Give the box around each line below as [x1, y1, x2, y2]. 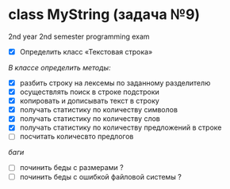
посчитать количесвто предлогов [19, 132, 134, 142]
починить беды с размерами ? [19, 163, 125, 172]
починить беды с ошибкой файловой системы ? [19, 172, 182, 181]
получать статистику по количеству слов [19, 114, 160, 123]
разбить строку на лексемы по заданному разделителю [19, 78, 211, 88]
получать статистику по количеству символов [19, 105, 178, 115]
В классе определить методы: [8, 63, 111, 72]
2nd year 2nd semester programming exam [8, 32, 150, 41]
